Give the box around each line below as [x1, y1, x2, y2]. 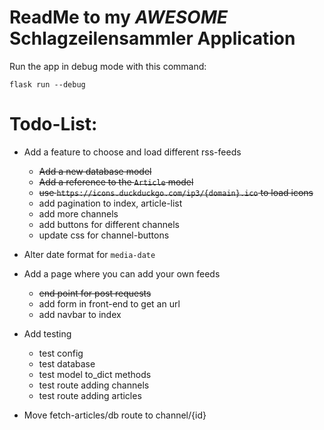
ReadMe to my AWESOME [9, 6, 228, 29]
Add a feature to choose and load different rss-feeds [23, 146, 242, 158]
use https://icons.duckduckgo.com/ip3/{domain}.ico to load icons [38, 186, 314, 198]
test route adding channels [38, 379, 150, 391]
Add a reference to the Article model [38, 176, 194, 188]
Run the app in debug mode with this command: [9, 60, 207, 72]
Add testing [23, 327, 72, 340]
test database [38, 357, 96, 370]
